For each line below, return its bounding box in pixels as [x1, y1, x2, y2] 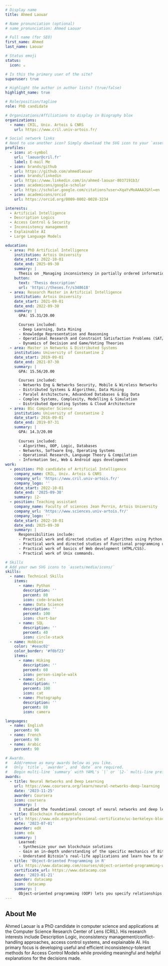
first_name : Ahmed [5, 40, 43, 45]
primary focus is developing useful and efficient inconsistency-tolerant [5, 944, 151, 950]
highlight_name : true [5, 90, 50, 95]
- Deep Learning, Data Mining [18, 327, 81, 332]
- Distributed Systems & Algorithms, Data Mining [18, 388, 124, 393]
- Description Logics [9, 215, 55, 220]
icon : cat [23, 691, 43, 696]
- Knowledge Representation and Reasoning [18, 331, 108, 337]
